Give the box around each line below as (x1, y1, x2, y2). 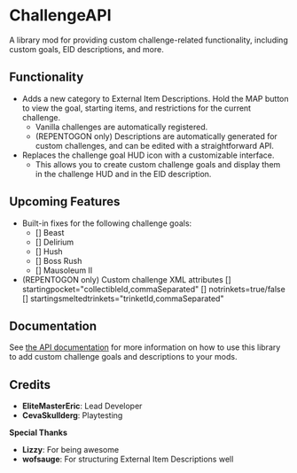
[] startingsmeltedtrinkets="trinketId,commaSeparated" (21, 293, 224, 304)
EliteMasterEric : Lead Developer (21, 400, 143, 412)
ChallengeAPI (9, 5, 113, 26)
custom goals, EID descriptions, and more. (9, 43, 164, 54)
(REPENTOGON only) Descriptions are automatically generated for (35, 130, 277, 142)
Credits (9, 377, 51, 392)
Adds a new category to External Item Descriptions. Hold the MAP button (21, 93, 290, 104)
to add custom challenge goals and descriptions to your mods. (9, 352, 238, 362)
